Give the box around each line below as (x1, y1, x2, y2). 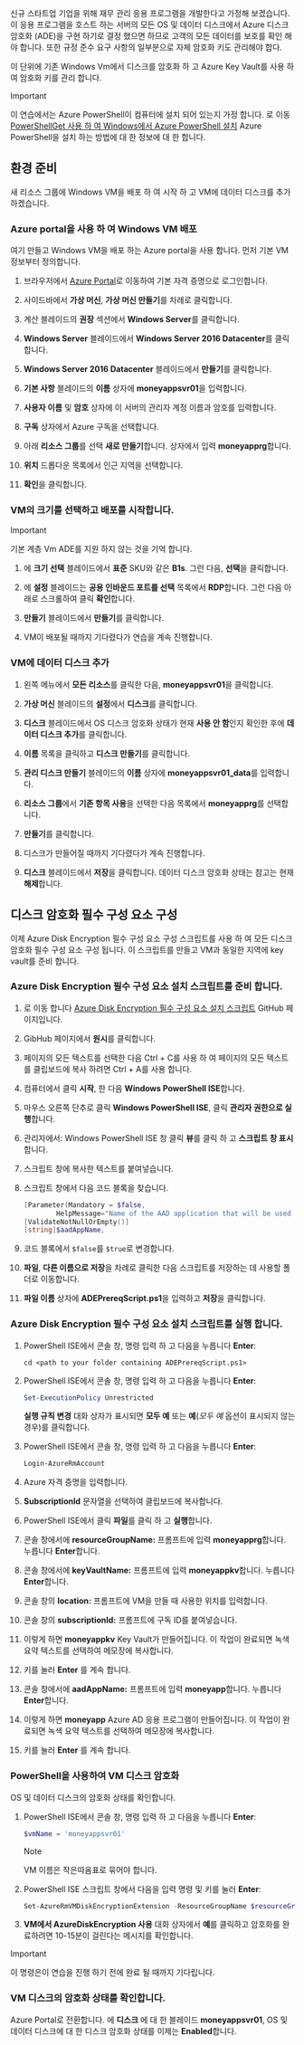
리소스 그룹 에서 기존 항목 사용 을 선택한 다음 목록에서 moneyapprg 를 (23, 797, 265, 808)
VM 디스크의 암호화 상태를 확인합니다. (10, 1992, 166, 2004)
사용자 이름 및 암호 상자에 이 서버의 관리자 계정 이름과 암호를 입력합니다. (23, 402, 277, 414)
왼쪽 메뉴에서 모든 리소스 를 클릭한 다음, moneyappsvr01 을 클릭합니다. (23, 679, 274, 690)
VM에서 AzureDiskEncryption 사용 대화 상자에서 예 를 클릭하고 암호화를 (23, 1919, 280, 1930)
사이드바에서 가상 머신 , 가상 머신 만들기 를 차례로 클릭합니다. (23, 295, 233, 306)
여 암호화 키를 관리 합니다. (10, 72, 102, 83)
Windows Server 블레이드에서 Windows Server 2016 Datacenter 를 (23, 333, 273, 344)
